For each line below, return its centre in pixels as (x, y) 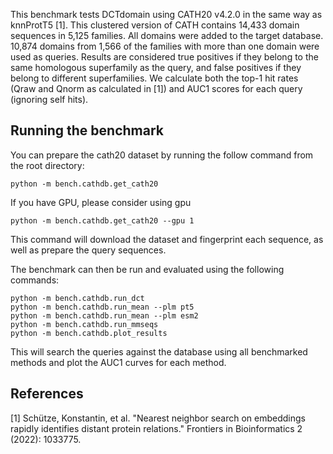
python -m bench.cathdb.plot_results (89, 333)
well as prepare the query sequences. (88, 250)
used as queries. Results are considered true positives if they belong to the (164, 57)
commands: (35, 280)
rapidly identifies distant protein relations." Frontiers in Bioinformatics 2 (156, 428)
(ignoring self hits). (49, 99)
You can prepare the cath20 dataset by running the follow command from (162, 155)
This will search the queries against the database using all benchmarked (159, 351)
